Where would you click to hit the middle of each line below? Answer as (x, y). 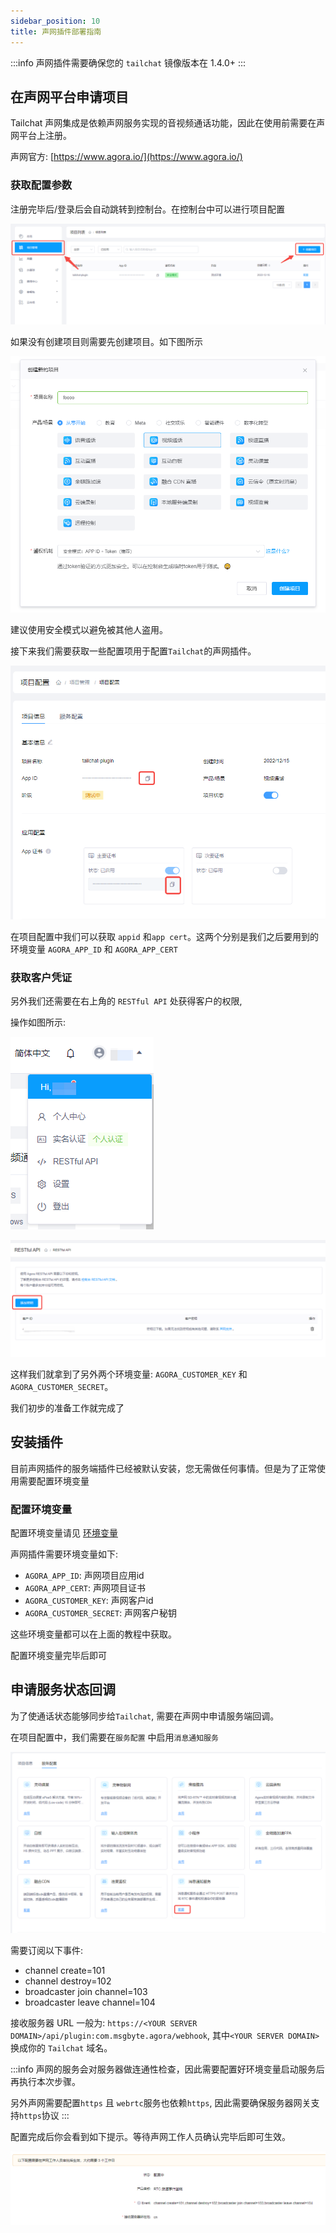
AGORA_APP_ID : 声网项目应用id (84, 1576)
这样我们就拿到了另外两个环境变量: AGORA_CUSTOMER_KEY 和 (129, 1374)
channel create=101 (65, 1971)
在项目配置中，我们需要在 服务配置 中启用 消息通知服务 (114, 1737)
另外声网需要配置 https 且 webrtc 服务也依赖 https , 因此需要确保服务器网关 (161, 2103)
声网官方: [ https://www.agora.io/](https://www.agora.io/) (126, 157)
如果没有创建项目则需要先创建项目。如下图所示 (106, 342)
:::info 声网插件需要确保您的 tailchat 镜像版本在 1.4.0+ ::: (128, 62)
